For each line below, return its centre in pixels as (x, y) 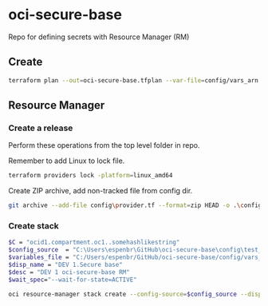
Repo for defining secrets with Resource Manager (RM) (99, 37)
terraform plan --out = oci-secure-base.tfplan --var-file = (106, 80)
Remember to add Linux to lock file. (67, 161)
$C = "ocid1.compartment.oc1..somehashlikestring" (94, 242)
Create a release (41, 128)
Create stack (34, 225)
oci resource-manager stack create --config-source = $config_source (123, 294)
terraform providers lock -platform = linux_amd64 (91, 176)
